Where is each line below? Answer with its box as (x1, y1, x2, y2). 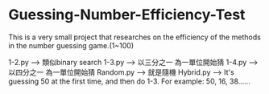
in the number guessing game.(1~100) (8, 40, 134, 50)
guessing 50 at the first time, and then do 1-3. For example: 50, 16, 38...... (8, 76, 251, 86)
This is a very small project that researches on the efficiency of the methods (8, 32, 262, 42)
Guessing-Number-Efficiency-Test (8, 6, 246, 24)
